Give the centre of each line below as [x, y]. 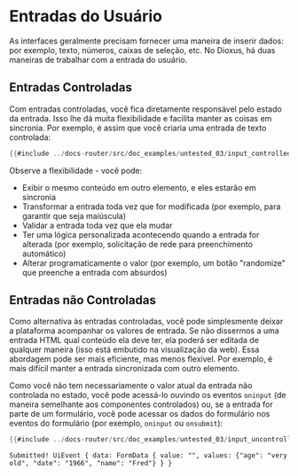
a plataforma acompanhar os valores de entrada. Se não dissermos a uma [144, 331]
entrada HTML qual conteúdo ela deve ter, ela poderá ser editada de [134, 340]
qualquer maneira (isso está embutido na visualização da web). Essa [134, 350]
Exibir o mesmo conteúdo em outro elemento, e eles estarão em [139, 187]
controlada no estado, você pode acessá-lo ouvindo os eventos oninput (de [148, 395]
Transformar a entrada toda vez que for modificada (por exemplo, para [151, 207]
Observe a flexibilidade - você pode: [76, 170]
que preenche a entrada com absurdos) [94, 272]
